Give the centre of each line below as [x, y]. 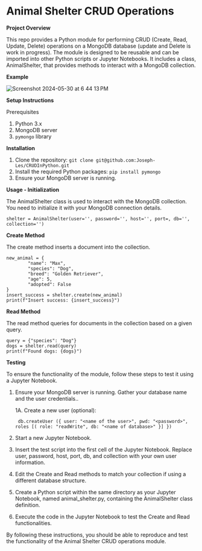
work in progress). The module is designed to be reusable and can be [93, 52]
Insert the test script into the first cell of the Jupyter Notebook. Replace [103, 449]
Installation [21, 148]
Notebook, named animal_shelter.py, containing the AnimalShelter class [104, 498]
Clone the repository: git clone [54, 160]
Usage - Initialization [33, 190]
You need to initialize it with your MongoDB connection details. [84, 208]
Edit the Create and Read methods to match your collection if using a [100, 474]
